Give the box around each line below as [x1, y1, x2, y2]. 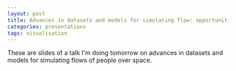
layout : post [7, 10, 46, 17]
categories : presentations [7, 23, 86, 30]
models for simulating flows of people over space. [7, 56, 152, 65]
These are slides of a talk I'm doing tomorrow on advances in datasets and [7, 49, 223, 57]
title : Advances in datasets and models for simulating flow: [7, 17, 193, 24]
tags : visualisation [7, 29, 68, 37]
